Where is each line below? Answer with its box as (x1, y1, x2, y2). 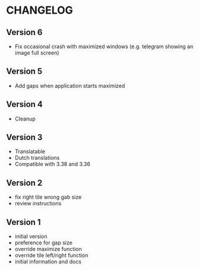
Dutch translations (14, 154, 60, 161)
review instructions (14, 200, 62, 207)
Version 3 (6, 132, 43, 142)
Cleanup (14, 115, 36, 122)
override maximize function (14, 246, 82, 253)
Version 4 (6, 99, 43, 110)
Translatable (14, 148, 46, 155)
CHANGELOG (6, 4, 73, 17)
